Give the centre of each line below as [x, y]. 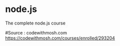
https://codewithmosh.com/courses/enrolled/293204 [60, 38]
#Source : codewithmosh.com [36, 32]
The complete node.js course [35, 23]
